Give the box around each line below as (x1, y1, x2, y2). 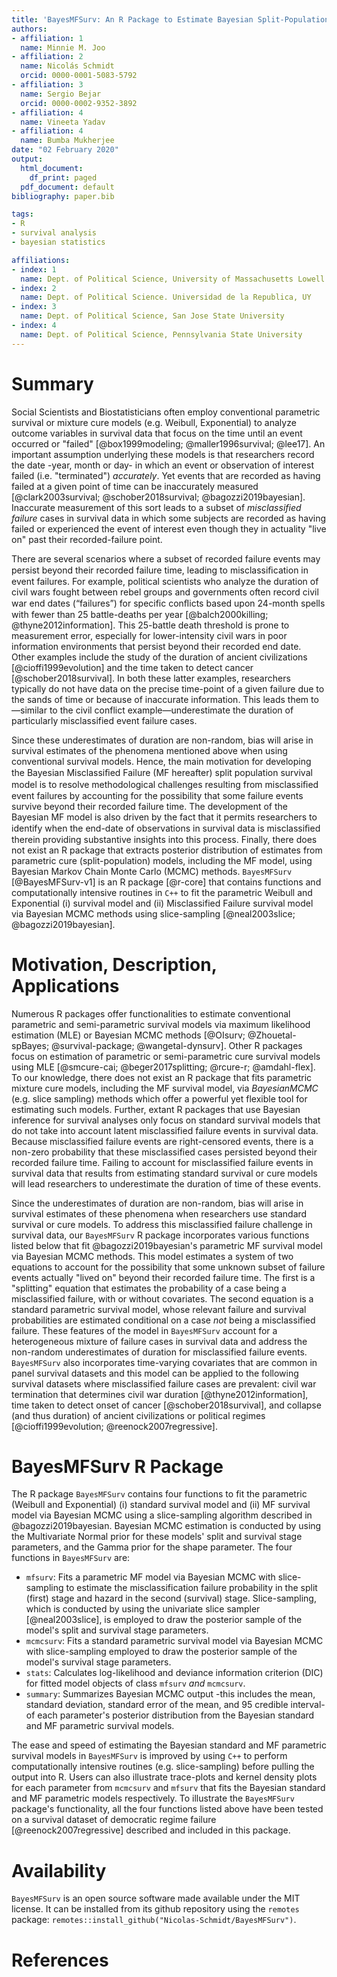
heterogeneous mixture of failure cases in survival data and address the (11, 1335, 308, 1347)
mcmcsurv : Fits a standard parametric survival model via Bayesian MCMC (25, 1635, 324, 1647)
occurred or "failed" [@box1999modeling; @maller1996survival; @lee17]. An (11, 437, 326, 450)
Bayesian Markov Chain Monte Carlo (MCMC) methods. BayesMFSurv (11, 865, 293, 877)
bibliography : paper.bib (11, 191, 115, 201)
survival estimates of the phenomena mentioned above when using (11, 744, 288, 756)
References (11, 1949, 109, 1971)
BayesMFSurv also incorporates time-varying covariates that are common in (11, 1356, 318, 1368)
